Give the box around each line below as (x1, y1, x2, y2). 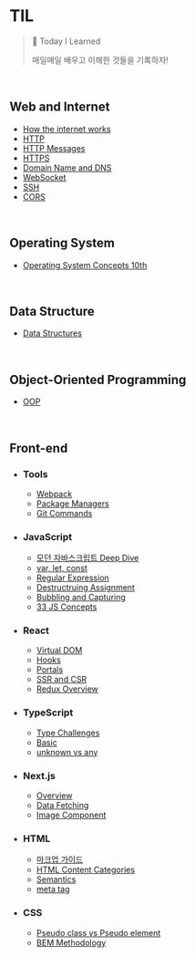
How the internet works (22, 123, 111, 134)
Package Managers (36, 498, 109, 509)
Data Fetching (36, 800, 89, 811)
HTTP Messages (22, 142, 86, 153)
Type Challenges (36, 727, 100, 738)
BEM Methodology (36, 937, 107, 948)
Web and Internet (9, 99, 110, 115)
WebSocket (22, 172, 67, 182)
